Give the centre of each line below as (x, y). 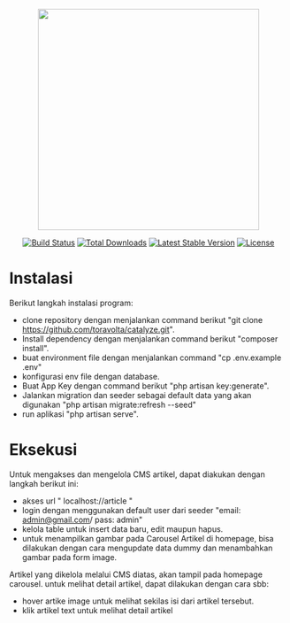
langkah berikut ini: (44, 483)
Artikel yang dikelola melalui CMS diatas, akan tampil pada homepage (136, 574)
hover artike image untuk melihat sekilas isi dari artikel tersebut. (138, 601)
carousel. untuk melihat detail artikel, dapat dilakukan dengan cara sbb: (139, 583)
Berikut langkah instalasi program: (72, 303)
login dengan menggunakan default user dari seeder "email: (131, 510)
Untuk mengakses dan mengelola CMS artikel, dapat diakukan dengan (137, 474)
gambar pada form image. (69, 557)
